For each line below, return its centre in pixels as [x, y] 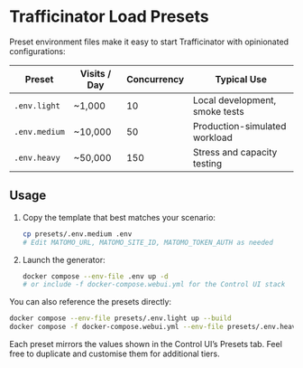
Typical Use [241, 79]
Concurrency [155, 79]
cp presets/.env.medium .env [77, 234]
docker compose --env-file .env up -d [95, 276]
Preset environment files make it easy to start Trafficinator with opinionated [149, 42]
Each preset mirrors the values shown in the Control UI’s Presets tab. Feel [146, 344]
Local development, [234, 99]
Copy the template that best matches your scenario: [119, 217]
